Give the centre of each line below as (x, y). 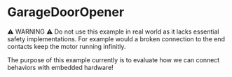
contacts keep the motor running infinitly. (67, 46)
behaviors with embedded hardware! (60, 67)
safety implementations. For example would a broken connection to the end (116, 38)
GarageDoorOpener (66, 12)
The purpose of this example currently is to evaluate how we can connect (114, 59)
